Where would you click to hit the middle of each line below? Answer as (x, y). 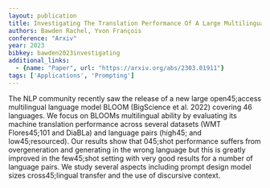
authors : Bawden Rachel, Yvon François (75, 31)
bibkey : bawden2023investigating (64, 53)
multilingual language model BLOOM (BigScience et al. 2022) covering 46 (131, 107)
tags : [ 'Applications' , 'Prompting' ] (72, 76)
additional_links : (39, 61)
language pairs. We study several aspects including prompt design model (130, 166)
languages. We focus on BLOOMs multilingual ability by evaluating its (123, 115)
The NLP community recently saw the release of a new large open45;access (135, 98)
